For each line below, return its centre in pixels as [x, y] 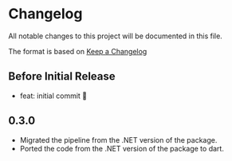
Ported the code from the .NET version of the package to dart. [122, 148]
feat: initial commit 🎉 [53, 96]
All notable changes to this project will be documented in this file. [116, 36]
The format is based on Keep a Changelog [78, 51]
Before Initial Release [62, 77]
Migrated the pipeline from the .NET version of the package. [118, 139]
